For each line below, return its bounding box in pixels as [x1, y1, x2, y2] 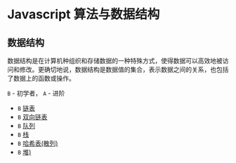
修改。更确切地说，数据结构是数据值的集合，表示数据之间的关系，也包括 [19, 65, 229, 74]
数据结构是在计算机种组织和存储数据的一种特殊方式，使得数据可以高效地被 [7, 57, 223, 65]
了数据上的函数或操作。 [7, 74, 75, 82]
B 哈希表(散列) [17, 139, 58, 148]
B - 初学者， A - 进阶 [7, 89, 65, 97]
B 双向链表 [17, 113, 48, 121]
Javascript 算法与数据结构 [7, 6, 160, 22]
